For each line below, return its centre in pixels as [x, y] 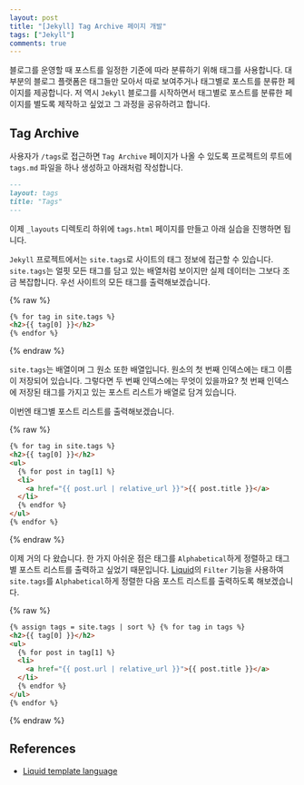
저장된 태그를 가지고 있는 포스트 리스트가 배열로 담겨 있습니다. [128, 392]
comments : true [38, 43]
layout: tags [34, 193]
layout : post [34, 18]
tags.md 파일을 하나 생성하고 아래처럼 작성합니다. [96, 168]
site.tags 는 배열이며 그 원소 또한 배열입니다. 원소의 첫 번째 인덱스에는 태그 [142, 369]
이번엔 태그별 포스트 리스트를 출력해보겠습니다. [92, 412]
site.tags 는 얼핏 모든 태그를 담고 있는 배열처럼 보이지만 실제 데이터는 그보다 [145, 270]
